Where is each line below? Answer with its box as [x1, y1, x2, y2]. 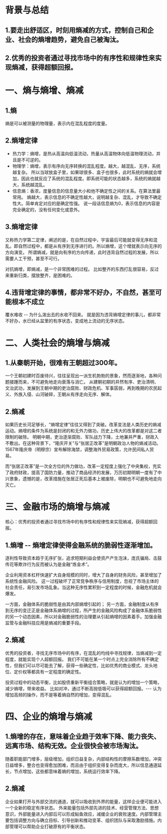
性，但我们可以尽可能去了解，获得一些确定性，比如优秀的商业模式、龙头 [5, 662, 153, 668]
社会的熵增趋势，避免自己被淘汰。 [18, 35, 123, 44]
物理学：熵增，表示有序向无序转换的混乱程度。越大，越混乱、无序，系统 [12, 163, 161, 169]
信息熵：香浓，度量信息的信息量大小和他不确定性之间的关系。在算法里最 [12, 188, 161, 194]
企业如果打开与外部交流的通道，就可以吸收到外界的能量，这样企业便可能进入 [5, 798, 162, 805]
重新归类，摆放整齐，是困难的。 [9, 272, 75, 278]
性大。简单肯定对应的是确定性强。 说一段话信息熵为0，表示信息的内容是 [12, 200, 161, 206]
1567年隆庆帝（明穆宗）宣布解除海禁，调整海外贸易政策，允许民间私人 [5, 446, 150, 452]
